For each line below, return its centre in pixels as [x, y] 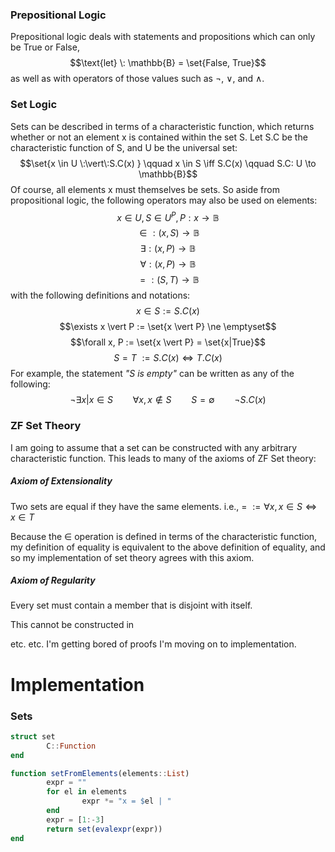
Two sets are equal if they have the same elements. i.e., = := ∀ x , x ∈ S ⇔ [164, 506]
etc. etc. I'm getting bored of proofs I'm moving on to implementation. [153, 644]
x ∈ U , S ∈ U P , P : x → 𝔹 [168, 216]
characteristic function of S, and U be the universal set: [124, 147]
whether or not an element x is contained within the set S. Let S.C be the [159, 137]
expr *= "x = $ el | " [126, 801]
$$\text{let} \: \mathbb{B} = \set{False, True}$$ [168, 63]
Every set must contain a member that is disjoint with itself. [131, 605]
